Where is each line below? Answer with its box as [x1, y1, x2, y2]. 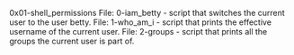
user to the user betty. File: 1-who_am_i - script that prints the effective [9, 17, 272, 27]
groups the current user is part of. [9, 35, 135, 46]
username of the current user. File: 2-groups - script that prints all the [9, 27, 268, 36]
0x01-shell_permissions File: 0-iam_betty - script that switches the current [9, 8, 285, 18]
